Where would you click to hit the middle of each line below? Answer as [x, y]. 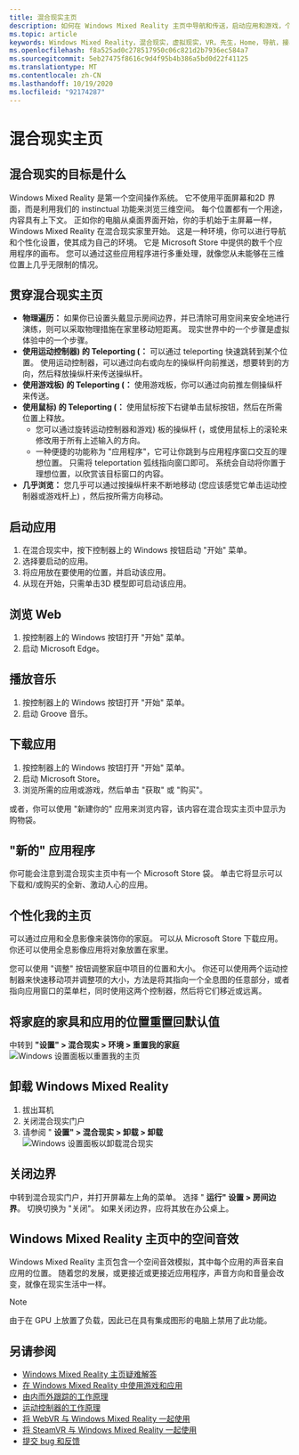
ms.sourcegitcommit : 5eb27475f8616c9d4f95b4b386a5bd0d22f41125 [129, 59]
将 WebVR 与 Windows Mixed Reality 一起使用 [106, 1419]
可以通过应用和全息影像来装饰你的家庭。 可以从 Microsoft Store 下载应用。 [146, 939]
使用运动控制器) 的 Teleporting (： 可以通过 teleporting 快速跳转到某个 [151, 352]
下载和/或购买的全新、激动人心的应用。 [81, 885]
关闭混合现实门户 [53, 1121]
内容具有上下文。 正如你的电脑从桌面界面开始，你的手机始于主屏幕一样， [143, 220]
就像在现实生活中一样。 [68, 1284]
